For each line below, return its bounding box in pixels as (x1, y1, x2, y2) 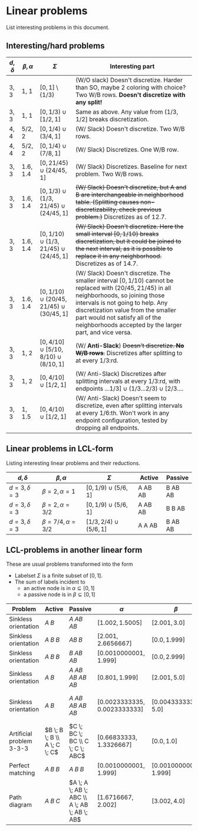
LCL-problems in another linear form (6, 545, 143, 555)
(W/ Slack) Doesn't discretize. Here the (75, 222, 184, 230)
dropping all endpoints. (75, 423, 140, 431)
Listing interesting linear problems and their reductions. (6, 459, 140, 466)
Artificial (9, 730, 32, 738)
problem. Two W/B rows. (75, 170, 144, 178)
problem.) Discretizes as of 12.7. (75, 212, 167, 221)
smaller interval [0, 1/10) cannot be (75, 276, 174, 285)
